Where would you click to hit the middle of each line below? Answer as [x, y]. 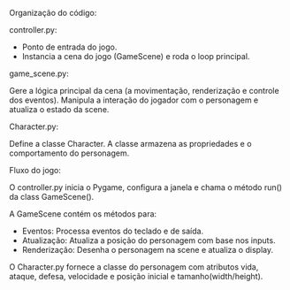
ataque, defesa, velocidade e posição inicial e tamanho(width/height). [136, 276]
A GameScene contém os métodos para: [83, 214]
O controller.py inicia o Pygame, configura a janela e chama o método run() [146, 187]
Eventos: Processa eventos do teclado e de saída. [113, 231]
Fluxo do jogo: [35, 170]
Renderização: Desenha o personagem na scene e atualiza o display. [148, 250]
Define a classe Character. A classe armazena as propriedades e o [130, 144]
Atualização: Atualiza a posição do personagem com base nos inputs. [149, 240]
